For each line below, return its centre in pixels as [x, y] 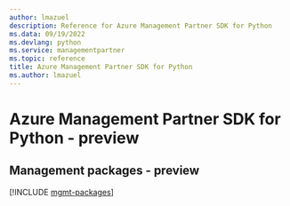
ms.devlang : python [45, 42]
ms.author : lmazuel [45, 75]
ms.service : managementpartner [67, 51]
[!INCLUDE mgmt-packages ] [61, 192]
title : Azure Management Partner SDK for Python [101, 67]
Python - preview [74, 138]
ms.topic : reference [48, 59]
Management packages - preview [105, 171]
